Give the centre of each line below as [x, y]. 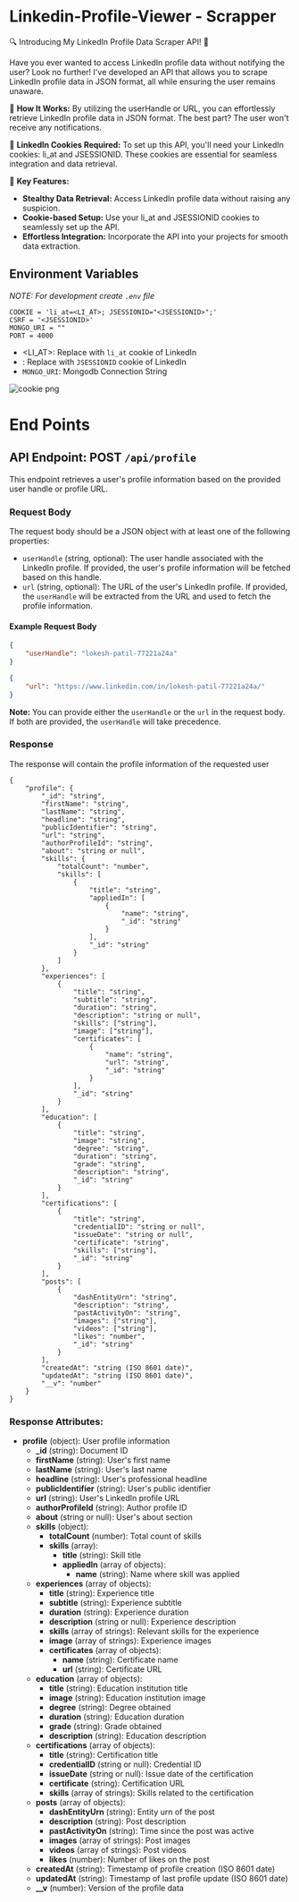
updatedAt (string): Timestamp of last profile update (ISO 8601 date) [162, 1879]
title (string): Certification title [104, 1755]
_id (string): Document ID [82, 1451]
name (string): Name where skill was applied [158, 1574]
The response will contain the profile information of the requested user [139, 763]
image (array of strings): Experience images [130, 1641]
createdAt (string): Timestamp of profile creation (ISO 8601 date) [155, 1869]
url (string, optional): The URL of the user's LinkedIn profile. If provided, [155, 587]
